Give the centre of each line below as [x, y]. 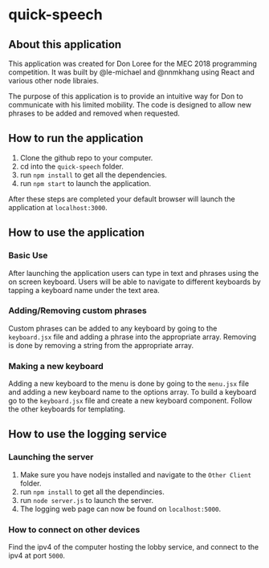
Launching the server [51, 457]
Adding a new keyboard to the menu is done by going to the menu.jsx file [129, 383]
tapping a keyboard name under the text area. [84, 290]
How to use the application [77, 233]
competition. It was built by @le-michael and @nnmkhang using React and [131, 72]
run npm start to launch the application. [86, 183]
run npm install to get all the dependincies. [92, 492]
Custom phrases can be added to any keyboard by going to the [113, 328]
